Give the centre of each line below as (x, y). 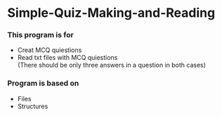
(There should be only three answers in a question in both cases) (111, 65)
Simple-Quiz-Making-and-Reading (111, 13)
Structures (33, 106)
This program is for (40, 35)
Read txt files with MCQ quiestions (67, 58)
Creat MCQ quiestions (50, 50)
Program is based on (43, 84)
